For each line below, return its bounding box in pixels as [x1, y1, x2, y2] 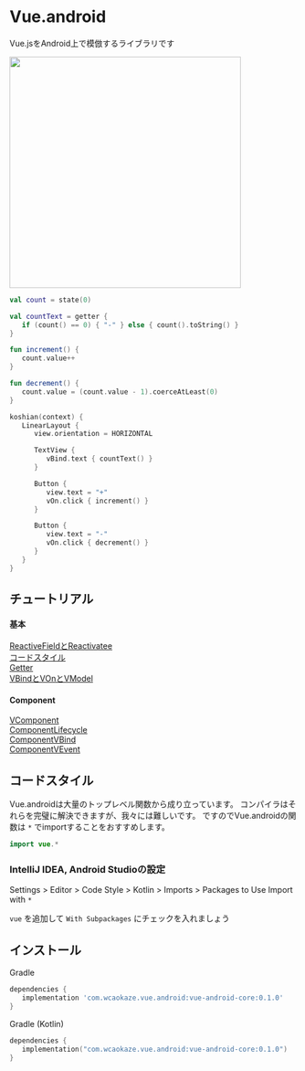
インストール [9, 942, 82, 958]
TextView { [33, 446, 76, 455]
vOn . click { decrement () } [46, 538, 149, 547]
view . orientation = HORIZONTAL [33, 429, 153, 439]
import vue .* [9, 840, 59, 849]
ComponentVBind [9, 734, 77, 746]
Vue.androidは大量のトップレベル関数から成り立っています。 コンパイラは [9, 799, 289, 810]
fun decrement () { [9, 379, 79, 388]
